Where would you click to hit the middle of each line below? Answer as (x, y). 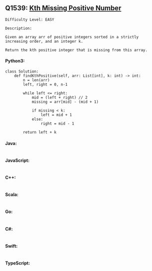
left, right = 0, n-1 (45, 85)
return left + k (40, 133)
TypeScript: (18, 263)
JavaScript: (17, 160)
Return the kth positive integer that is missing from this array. (76, 50)
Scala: (12, 195)
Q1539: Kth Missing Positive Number (63, 8)
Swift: (11, 246)
